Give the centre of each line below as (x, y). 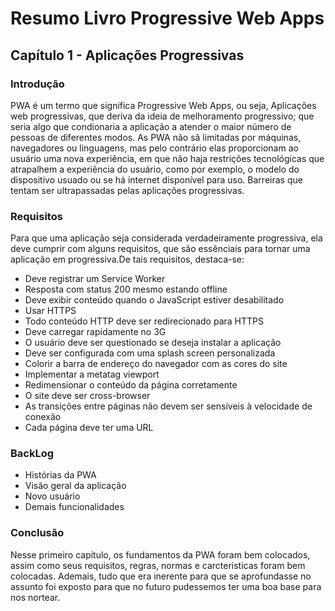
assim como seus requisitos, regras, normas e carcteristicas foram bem (158, 565)
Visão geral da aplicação (75, 486)
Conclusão (37, 533)
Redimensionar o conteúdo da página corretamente (131, 385)
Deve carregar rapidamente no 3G (95, 332)
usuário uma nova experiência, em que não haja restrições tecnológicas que (167, 158)
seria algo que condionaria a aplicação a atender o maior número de (151, 126)
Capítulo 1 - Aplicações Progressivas (127, 55)
